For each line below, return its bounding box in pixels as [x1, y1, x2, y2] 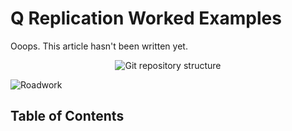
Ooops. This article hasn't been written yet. [10, 40, 188, 52]
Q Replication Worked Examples [10, 7, 282, 30]
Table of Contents [10, 108, 125, 125]
